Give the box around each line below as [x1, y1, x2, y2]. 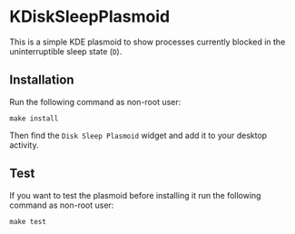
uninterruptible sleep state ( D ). [9, 45, 123, 56]
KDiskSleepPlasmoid [9, 6, 171, 27]
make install [9, 113, 59, 123]
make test [9, 217, 47, 226]
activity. [9, 139, 39, 151]
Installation [9, 73, 74, 88]
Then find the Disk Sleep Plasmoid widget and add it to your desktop [9, 130, 268, 141]
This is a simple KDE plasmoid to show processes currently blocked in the [9, 36, 286, 47]
